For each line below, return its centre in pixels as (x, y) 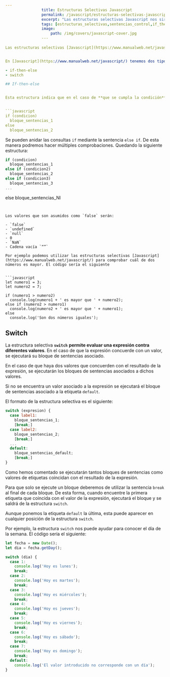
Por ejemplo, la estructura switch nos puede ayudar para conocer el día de (83, 528)
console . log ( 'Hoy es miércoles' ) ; (51, 595)
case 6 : (18, 632)
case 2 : (18, 576)
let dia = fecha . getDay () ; (34, 548)
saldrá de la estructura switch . (37, 503)
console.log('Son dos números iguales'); (54, 318)
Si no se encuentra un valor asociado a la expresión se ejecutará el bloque (83, 386)
